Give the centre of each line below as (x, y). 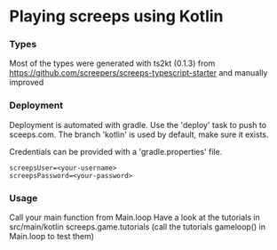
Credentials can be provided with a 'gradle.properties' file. (116, 151)
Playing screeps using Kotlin (116, 16)
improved (27, 83)
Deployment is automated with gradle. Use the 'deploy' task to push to (138, 125)
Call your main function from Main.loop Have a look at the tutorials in (135, 218)
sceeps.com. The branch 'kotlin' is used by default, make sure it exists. (139, 134)
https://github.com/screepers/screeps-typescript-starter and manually (138, 73)
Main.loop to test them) (52, 237)
